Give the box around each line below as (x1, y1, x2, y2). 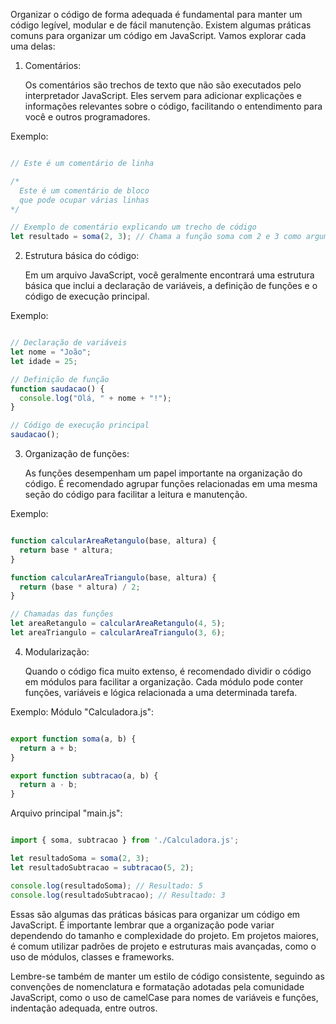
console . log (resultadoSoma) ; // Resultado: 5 (10, 880, 203, 891)
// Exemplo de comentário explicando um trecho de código (10, 222, 257, 233)
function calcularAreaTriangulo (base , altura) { (10, 572, 217, 583)
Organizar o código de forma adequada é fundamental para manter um (10, 9, 303, 20)
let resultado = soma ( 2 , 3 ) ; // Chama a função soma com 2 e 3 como (10, 232, 302, 242)
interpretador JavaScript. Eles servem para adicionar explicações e (24, 90, 302, 101)
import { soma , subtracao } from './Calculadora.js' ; (10, 835, 240, 846)
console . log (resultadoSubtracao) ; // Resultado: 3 (10, 890, 226, 900)
